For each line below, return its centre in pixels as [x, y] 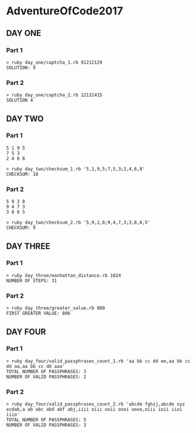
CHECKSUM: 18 [22, 174]
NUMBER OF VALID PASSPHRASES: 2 [46, 377]
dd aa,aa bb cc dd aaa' [36, 366]
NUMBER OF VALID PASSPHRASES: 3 [46, 425]
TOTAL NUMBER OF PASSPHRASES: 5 [46, 420]
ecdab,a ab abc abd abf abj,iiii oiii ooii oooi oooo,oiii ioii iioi [94, 410]
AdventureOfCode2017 [65, 11]
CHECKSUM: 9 [21, 228]
